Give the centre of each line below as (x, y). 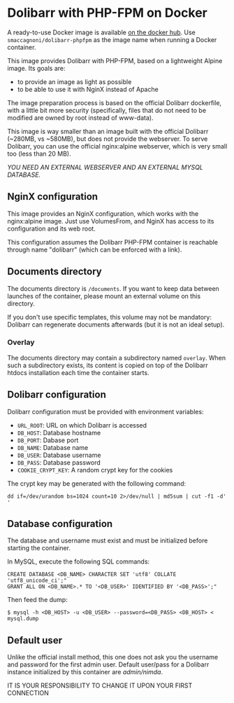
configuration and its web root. (51, 228)
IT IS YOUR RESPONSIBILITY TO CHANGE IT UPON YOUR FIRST (100, 685)
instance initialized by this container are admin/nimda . (85, 672)
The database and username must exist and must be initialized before (108, 540)
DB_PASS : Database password (59, 462)
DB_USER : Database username (59, 455)
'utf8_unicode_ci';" (37, 581)
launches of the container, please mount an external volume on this (104, 296)
